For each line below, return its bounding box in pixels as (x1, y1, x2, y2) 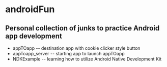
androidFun (5, 4, 55, 15)
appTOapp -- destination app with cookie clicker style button (12, 45, 141, 51)
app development (5, 31, 62, 40)
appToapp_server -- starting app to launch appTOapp (12, 51, 125, 56)
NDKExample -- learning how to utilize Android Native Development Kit (12, 56, 162, 62)
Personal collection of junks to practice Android (5, 24, 160, 32)
